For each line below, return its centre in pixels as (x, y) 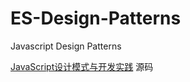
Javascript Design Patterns (66, 46)
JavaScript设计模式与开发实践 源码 (82, 66)
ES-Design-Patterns (96, 18)
